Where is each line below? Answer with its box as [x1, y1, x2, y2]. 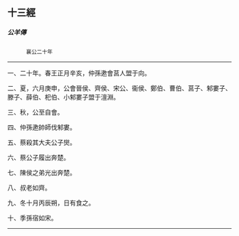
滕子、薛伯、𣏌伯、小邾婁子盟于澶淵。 [7, 93, 119, 102]
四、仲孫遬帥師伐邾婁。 [7, 123, 76, 132]
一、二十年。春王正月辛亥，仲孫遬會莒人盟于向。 [7, 69, 151, 77]
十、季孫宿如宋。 [7, 214, 58, 222]
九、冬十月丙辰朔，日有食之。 [7, 198, 95, 208]
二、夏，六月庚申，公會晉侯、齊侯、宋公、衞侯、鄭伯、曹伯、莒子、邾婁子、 [7, 84, 232, 92]
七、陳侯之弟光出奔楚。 [7, 168, 76, 177]
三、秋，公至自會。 [7, 108, 64, 117]
